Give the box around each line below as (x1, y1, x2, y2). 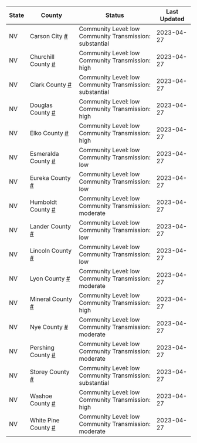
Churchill (29, 53, 55, 61)
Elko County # (29, 129, 69, 137)
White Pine (29, 417, 60, 424)
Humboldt (29, 198, 57, 206)
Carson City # (29, 32, 68, 40)
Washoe (29, 392, 53, 400)
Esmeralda (29, 150, 60, 157)
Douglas (29, 101, 53, 109)
